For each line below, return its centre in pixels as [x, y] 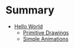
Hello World [28, 26]
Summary [30, 10]
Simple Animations [45, 39]
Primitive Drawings [46, 32]
